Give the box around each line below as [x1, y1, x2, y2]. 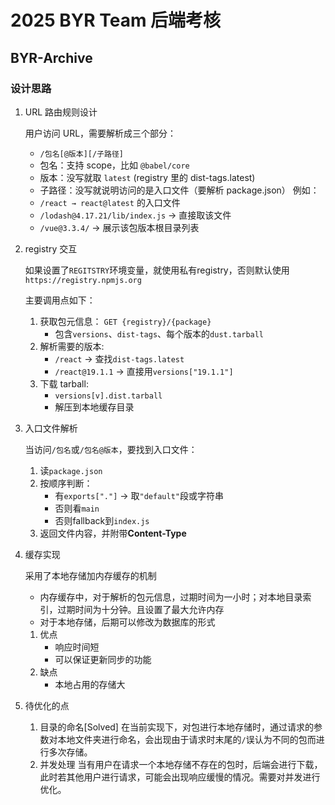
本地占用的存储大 [54, 678, 126, 690]
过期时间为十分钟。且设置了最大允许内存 [57, 603, 225, 615]
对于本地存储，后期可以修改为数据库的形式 [39, 616, 216, 628]
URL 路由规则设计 [24, 106, 98, 118]
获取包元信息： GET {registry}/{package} [39, 315, 212, 327]
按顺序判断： [39, 477, 93, 489]
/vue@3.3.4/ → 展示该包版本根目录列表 [39, 221, 200, 233]
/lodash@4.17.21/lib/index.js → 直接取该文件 [39, 209, 232, 221]
